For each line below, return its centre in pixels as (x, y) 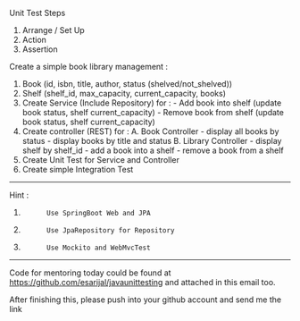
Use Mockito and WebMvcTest (98, 248)
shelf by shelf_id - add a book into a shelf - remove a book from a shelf (153, 150)
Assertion (40, 49)
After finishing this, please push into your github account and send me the (146, 300)
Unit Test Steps (37, 13)
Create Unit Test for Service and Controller (101, 160)
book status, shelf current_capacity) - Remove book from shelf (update (153, 112)
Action (34, 40)
